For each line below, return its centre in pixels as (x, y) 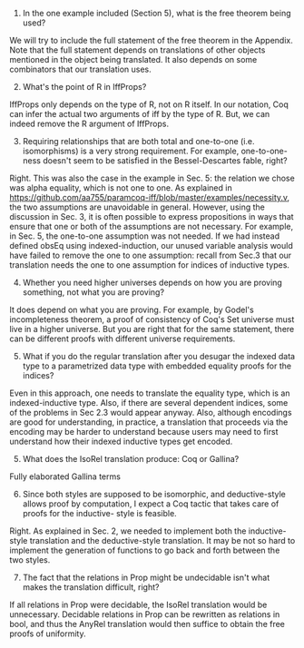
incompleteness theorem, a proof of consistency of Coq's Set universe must (152, 319)
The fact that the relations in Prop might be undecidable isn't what (146, 577)
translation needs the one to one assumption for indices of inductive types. (150, 265)
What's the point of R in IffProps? (84, 87)
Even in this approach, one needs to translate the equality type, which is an (150, 393)
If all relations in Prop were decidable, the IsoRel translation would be (138, 604)
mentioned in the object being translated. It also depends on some (133, 59)
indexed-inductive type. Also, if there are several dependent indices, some (149, 403)
